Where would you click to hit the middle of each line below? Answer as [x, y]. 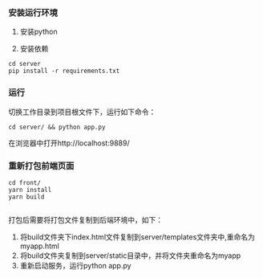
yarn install [30, 190]
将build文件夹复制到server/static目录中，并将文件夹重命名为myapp [130, 256]
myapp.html [40, 246]
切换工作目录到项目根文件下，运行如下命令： [82, 112]
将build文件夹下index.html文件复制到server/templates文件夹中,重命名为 [137, 237]
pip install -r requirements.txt [64, 71]
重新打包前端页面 [41, 166]
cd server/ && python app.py [57, 127]
